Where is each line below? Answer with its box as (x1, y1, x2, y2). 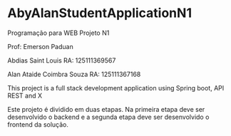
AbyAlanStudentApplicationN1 (7, 5, 192, 21)
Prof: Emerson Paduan (7, 42, 73, 51)
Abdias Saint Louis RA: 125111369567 (7, 56, 116, 65)
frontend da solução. (7, 120, 69, 129)
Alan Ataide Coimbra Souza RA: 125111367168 (7, 70, 141, 78)
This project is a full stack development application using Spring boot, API (7, 83, 225, 92)
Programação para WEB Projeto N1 (7, 28, 110, 37)
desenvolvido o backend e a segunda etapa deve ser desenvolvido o (7, 113, 210, 121)
